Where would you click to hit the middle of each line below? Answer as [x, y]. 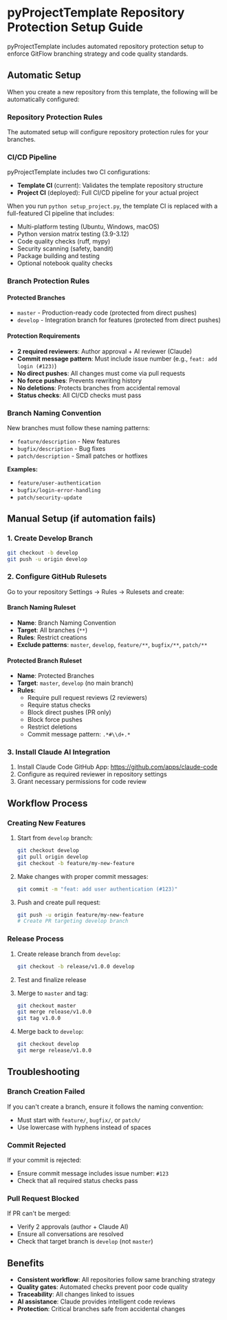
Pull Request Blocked [43, 1198]
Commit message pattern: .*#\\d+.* [79, 734]
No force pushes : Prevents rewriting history [79, 381]
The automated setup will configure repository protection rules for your [108, 132]
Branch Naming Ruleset [42, 608]
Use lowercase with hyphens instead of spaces [84, 1127]
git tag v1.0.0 [39, 1019]
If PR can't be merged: [39, 1213]
